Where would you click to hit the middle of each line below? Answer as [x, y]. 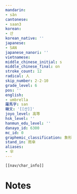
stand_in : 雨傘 [21, 142]
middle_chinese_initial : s [34, 62]
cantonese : [17, 19]
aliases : [14, 147]
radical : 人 [17, 76]
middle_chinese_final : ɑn [32, 67]
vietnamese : [18, 57]
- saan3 [13, 24]
